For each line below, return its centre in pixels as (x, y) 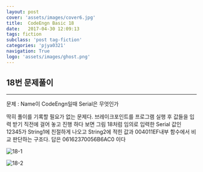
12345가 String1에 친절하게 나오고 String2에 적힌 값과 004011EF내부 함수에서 (98, 132)
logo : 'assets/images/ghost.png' (48, 57)
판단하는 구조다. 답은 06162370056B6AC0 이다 (69, 139)
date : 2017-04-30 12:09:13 (43, 29)
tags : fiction (24, 34)
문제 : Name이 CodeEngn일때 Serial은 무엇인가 (63, 104)
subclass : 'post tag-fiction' (44, 40)
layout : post (23, 12)
